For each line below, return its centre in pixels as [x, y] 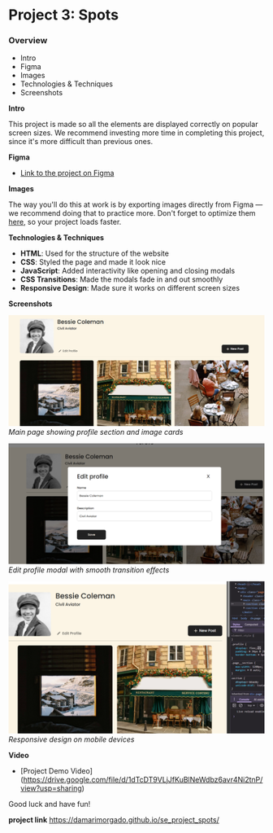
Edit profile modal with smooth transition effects [89, 570]
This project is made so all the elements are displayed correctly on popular [133, 125]
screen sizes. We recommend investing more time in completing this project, [136, 133]
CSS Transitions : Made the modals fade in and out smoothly [121, 279]
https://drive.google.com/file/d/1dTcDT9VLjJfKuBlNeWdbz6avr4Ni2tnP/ [143, 779]
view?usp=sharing [51, 788]
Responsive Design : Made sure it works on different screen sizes [130, 288]
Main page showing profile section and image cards [96, 432]
